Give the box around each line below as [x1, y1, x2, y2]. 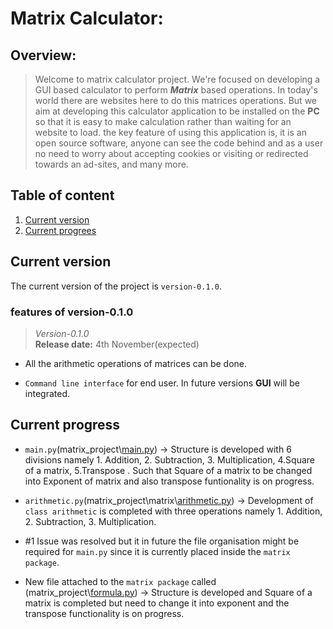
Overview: [10, 47, 77, 64]
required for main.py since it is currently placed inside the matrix [24, 545, 291, 557]
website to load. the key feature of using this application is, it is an [34, 127, 307, 138]
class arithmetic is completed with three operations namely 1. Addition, [24, 505, 323, 517]
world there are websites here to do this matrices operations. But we [34, 95, 317, 106]
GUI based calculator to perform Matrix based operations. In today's [34, 84, 318, 96]
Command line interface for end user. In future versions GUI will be [24, 377, 300, 389]
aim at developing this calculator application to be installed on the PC [34, 105, 320, 117]
